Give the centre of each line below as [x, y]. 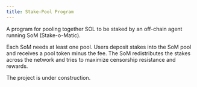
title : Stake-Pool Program [40, 12]
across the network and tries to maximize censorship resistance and [91, 59]
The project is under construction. [48, 77]
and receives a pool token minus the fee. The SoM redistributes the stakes [98, 53]
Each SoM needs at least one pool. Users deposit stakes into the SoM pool [99, 47]
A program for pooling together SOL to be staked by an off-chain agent [94, 29]
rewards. [17, 66]
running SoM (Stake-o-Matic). [44, 35]
